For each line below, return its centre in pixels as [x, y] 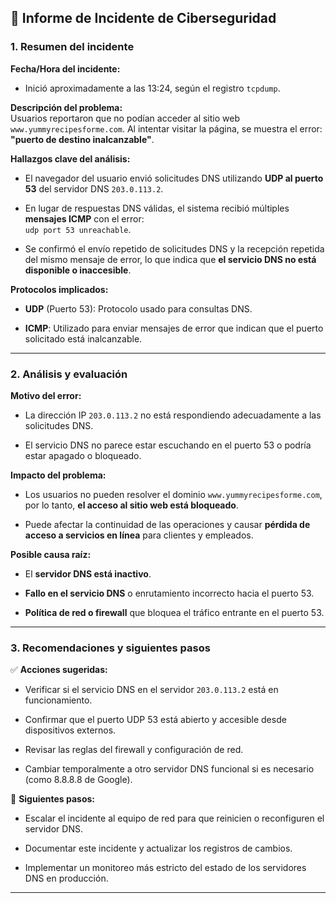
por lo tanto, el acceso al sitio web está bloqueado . [131, 505]
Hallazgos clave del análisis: [70, 158]
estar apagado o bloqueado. [83, 455]
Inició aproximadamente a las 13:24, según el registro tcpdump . [152, 88]
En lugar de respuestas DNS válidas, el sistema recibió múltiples [157, 208]
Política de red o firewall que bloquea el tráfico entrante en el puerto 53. [174, 612]
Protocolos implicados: [59, 289]
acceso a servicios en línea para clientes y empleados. [139, 535]
